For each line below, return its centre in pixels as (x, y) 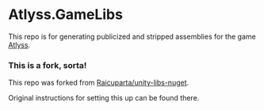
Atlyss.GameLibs (65, 15)
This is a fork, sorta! (48, 65)
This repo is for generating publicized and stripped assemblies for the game (132, 36)
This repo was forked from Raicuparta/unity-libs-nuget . (99, 83)
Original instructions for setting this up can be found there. (104, 98)
